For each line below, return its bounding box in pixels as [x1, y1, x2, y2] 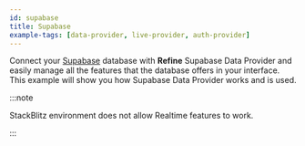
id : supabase [9, 13, 59, 23]
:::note [9, 92, 34, 103]
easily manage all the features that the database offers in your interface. [9, 65, 280, 76]
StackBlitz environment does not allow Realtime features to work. [9, 110, 254, 121]
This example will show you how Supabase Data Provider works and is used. [9, 75, 297, 86]
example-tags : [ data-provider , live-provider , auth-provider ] [9, 30, 250, 39]
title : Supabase [9, 22, 71, 31]
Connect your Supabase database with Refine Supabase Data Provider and [9, 56, 293, 67]
